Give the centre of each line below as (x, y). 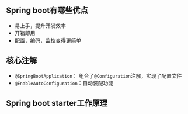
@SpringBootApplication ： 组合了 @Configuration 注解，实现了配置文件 (98, 75)
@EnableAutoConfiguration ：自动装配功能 (64, 83)
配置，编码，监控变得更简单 (48, 40)
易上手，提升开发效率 (40, 26)
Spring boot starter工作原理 (57, 103)
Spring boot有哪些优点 (47, 11)
